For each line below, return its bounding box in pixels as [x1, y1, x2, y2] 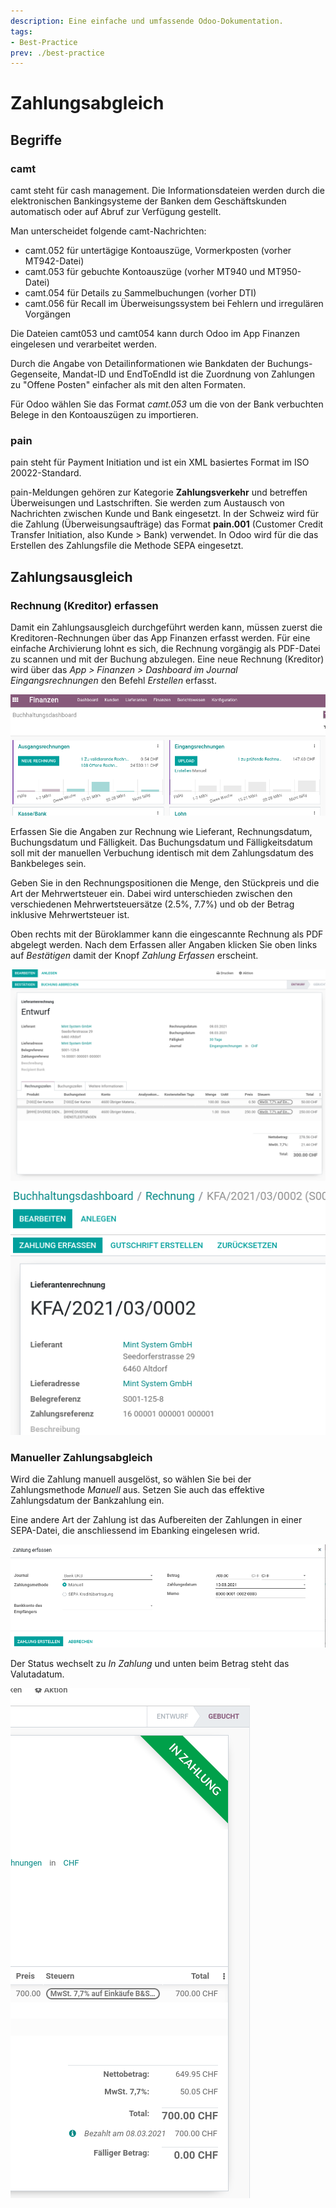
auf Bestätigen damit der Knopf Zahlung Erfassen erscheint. [10, 949, 259, 961]
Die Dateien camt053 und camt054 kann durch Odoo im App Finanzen [10, 328, 300, 340]
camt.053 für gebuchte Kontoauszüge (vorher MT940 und [24, 266, 266, 278]
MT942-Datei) [24, 255, 85, 267]
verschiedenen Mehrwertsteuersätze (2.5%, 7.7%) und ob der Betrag [10, 898, 295, 910]
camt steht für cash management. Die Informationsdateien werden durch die [10, 185, 325, 197]
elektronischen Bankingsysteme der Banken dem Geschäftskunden [10, 195, 287, 207]
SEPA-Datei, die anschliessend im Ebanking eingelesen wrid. [10, 1525, 260, 1537]
